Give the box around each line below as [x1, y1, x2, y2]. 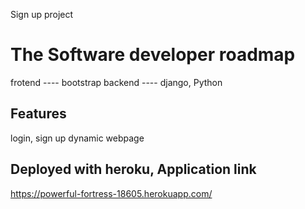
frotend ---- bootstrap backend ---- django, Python [10, 76, 223, 88]
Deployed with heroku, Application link [10, 161, 257, 178]
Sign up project [10, 9, 74, 20]
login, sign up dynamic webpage [10, 132, 145, 144]
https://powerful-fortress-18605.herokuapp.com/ [10, 187, 213, 199]
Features [10, 105, 67, 123]
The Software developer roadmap [10, 44, 296, 66]
